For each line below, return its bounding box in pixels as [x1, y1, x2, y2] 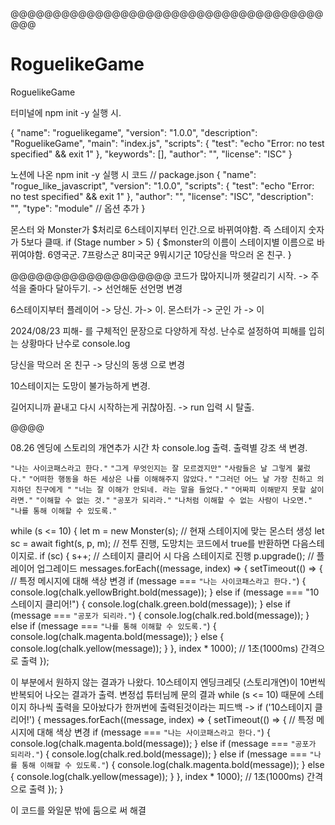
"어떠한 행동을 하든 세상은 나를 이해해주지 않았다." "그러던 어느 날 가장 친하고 [28, 474, 313, 484]
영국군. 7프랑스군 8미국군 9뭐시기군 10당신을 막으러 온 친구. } [53, 248, 292, 260]
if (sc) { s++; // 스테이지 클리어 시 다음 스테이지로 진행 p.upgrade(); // [39, 549, 315, 562]
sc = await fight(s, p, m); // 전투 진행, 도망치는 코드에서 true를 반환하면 [10, 537, 291, 549]
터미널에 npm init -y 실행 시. [10, 106, 122, 118]
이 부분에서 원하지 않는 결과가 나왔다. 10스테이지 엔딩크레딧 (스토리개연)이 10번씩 [10, 676, 326, 688]
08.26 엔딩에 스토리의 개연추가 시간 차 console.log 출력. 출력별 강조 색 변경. [10, 441, 308, 453]
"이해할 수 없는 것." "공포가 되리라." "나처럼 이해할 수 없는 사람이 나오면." [35, 495, 313, 505]
